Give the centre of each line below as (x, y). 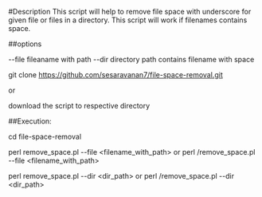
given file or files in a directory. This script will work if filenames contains (128, 20)
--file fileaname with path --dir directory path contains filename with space (131, 59)
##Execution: (30, 121)
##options (25, 44)
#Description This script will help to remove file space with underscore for (130, 12)
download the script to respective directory (79, 106)
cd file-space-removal (45, 136)
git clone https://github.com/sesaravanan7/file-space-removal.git (115, 75)
